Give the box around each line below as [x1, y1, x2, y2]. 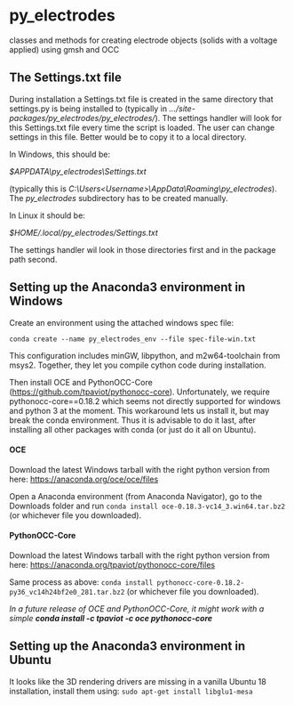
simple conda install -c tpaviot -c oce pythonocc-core [9, 612, 213, 623]
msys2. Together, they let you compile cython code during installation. [9, 360, 266, 370]
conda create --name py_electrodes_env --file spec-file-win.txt [9, 335, 256, 344]
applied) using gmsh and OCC [9, 44, 120, 54]
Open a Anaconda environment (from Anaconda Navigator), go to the [9, 490, 263, 501]
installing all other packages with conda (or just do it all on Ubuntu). [9, 424, 257, 434]
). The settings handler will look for [155, 112, 282, 123]
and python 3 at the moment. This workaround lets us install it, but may [9, 405, 269, 416]
